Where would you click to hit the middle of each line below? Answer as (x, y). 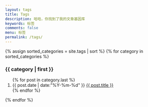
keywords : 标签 (20, 23)
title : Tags (17, 14)
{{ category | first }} (30, 69)
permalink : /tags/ (24, 37)
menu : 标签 (15, 33)
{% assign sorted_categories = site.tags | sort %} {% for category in (74, 51)
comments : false (22, 28)
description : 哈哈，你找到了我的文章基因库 (45, 19)
